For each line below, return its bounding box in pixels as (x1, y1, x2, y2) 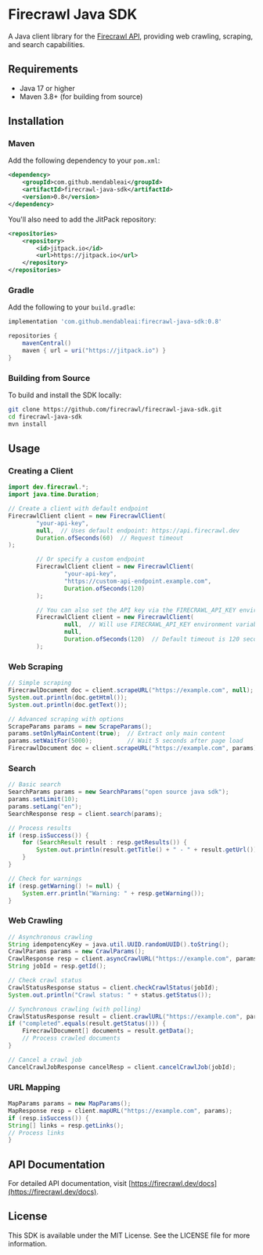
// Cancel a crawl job (8, 1056, 82, 1063)
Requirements (8, 63, 78, 76)
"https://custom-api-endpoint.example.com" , (63, 577, 212, 585)
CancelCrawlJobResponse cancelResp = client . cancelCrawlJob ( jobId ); (8, 1063, 236, 1071)
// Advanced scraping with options (8, 715, 124, 723)
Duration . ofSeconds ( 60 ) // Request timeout (36, 534, 184, 542)
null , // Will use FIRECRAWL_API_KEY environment (63, 620, 233, 629)
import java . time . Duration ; (8, 491, 100, 499)
